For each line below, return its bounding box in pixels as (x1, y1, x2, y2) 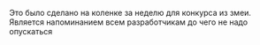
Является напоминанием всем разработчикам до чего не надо (9, 17, 249, 27)
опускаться (9, 26, 53, 36)
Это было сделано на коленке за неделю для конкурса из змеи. (9, 8, 252, 18)
